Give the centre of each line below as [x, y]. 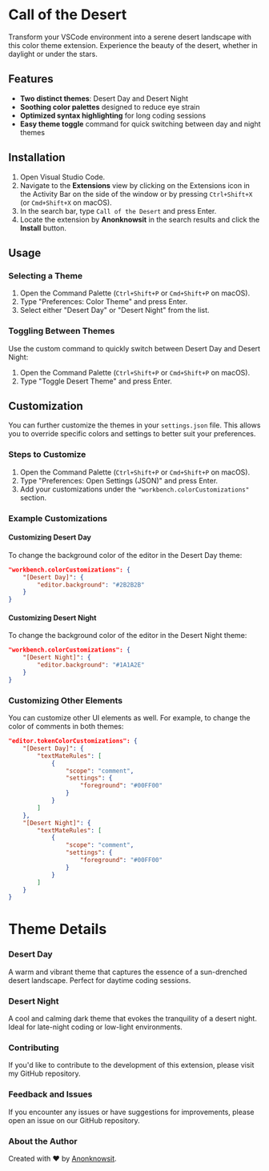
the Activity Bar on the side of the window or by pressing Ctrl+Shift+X [136, 194]
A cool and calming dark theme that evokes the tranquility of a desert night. [133, 1019]
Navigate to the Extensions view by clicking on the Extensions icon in [135, 185]
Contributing [34, 1048]
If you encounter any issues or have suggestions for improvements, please [131, 1112]
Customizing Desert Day [50, 537]
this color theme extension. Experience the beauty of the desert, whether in [133, 45]
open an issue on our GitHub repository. [74, 1120]
